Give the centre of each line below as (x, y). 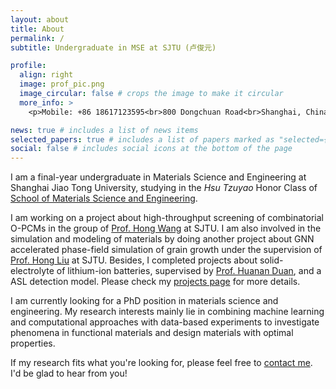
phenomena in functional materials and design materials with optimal (152, 333)
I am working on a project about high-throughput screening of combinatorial (167, 218)
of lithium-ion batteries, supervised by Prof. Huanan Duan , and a (189, 271)
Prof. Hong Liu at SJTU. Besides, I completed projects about (134, 260)
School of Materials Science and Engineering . (104, 198)
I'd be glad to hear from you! (69, 373)
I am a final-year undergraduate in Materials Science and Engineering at (158, 177)
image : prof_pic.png (62, 84)
